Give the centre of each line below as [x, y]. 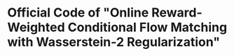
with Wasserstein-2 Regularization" [114, 42]
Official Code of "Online [78, 13]
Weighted [36, 27]
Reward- [177, 13]
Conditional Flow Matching [147, 27]
